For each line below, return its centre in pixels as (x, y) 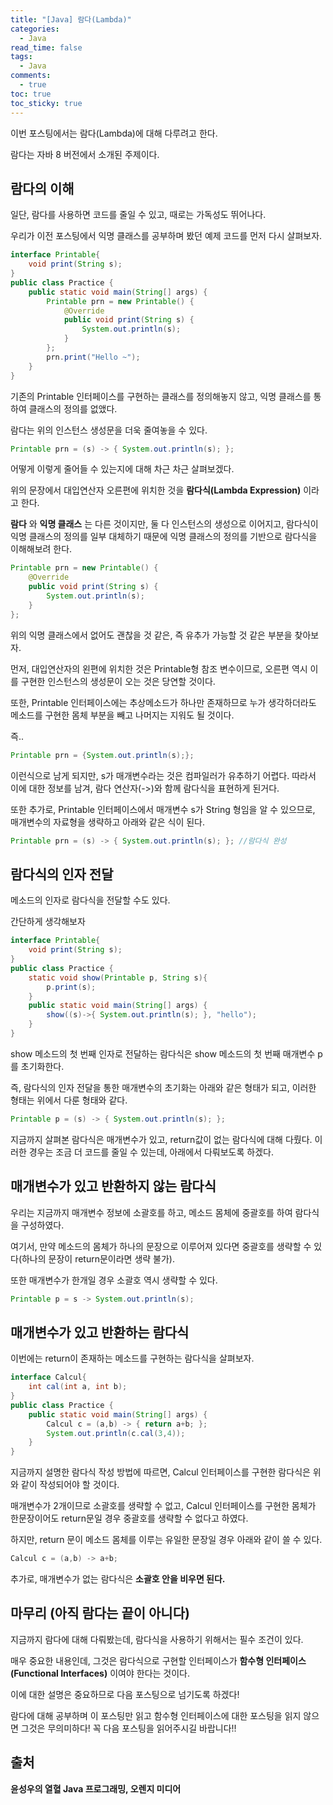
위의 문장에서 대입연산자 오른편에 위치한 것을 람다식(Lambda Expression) (156, 490)
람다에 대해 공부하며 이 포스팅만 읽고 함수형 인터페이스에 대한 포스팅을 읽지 (156, 1715)
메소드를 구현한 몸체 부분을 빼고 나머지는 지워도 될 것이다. (122, 715)
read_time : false (46, 47)
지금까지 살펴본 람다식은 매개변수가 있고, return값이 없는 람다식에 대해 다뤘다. (161, 1139)
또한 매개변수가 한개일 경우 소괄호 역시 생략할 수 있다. (114, 1280)
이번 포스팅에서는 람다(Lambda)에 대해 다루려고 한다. (114, 133)
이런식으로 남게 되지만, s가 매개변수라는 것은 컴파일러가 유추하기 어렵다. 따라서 (163, 775)
